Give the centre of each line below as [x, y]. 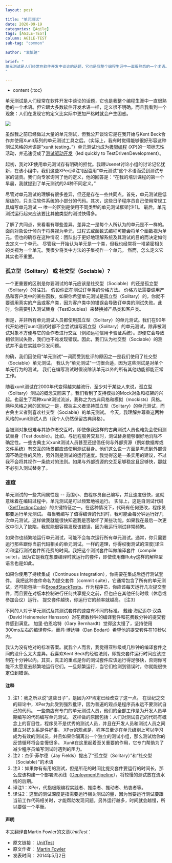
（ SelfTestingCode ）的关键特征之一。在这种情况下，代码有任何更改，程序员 [86, 507]
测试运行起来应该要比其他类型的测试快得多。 [52, 214]
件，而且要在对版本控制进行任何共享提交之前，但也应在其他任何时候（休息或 [86, 593]
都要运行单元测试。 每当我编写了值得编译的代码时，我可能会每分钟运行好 [82, 514]
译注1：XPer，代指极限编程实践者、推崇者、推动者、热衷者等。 [79, 788]
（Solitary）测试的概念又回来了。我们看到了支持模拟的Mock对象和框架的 [82, 393]
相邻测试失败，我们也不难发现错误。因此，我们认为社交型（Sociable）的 [82, 339]
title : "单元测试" [24, 19]
